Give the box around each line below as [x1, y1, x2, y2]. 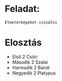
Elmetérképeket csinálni [5, 20, 57, 25]
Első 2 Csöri [12, 53, 38, 60]
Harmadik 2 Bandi [12, 64, 50, 70]
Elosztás [5, 37, 42, 48]
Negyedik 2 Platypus [12, 70, 56, 76]
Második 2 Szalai [12, 59, 48, 65]
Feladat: [5, 3, 40, 15]
